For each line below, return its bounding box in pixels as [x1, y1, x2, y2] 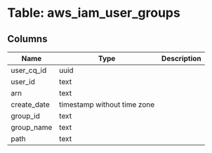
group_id [11, 111, 40, 121]
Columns [7, 33, 48, 45]
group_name [11, 123, 53, 132]
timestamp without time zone [59, 100, 155, 109]
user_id [11, 77, 35, 86]
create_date [11, 100, 51, 109]
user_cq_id [11, 65, 47, 75]
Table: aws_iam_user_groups [7, 5, 180, 21]
